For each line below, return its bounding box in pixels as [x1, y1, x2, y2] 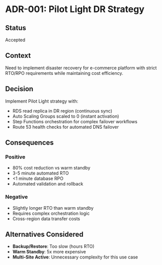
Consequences [5, 138, 54, 147]
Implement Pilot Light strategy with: [5, 98, 79, 104]
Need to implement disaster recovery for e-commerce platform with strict [5, 64, 157, 71]
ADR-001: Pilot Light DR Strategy [5, 4, 144, 15]
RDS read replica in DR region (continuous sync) [12, 108, 113, 114]
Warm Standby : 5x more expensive [12, 249, 86, 255]
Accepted [5, 37, 26, 43]
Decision [5, 84, 34, 94]
